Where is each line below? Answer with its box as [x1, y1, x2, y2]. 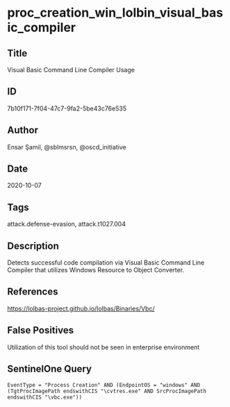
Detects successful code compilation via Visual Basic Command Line [7, 258, 205, 267]
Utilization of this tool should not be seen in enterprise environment [7, 342, 200, 351]
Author [7, 124, 38, 136]
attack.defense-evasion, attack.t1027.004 [7, 220, 126, 229]
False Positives [7, 324, 74, 336]
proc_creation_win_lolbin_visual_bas [7, 5, 224, 21]
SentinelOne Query [7, 363, 92, 375]
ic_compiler [7, 19, 76, 35]
